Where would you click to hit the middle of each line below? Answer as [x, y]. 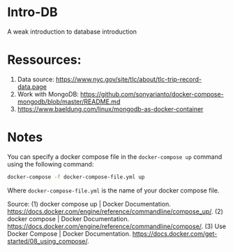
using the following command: [51, 164]
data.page [32, 86]
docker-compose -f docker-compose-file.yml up [76, 177]
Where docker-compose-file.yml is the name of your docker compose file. [113, 190]
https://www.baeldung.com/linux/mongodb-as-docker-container [110, 108]
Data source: [36, 79]
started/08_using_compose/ [47, 241]
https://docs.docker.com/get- [175, 233]
